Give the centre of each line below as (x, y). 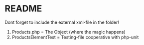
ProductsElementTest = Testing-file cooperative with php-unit (75, 37)
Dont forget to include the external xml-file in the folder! (62, 22)
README (23, 9)
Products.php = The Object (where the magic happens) (69, 32)
